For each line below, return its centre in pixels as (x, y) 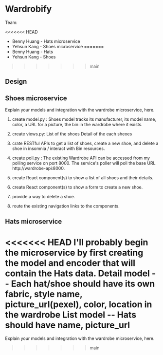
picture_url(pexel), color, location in (79, 304)
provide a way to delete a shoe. (44, 197)
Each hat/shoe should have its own (83, 284)
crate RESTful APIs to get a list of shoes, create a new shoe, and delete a (85, 143)
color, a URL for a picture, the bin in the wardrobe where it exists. (77, 125)
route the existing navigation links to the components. (66, 206)
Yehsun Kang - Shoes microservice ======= (58, 46)
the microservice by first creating (74, 252)
